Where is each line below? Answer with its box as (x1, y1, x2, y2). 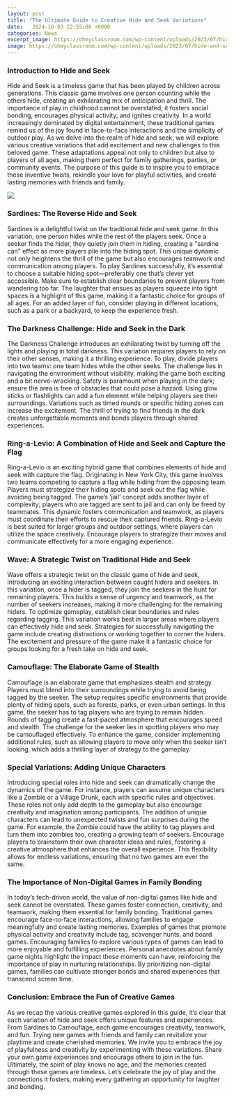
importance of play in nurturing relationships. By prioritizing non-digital (7, 960, 211, 968)
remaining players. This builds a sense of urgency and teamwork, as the (7, 593, 214, 601)
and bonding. (7, 1082, 45, 1090)
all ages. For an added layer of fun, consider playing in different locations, (7, 298, 219, 307)
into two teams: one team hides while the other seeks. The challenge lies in (7, 361, 223, 370)
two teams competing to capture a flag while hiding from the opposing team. (7, 478, 227, 486)
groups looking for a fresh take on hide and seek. (7, 645, 148, 653)
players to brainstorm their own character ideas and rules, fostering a (7, 837, 206, 846)
